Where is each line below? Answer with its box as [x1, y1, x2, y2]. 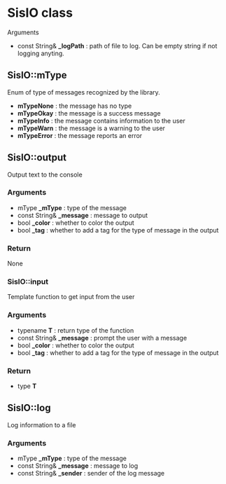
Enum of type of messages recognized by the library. [7, 88, 161, 96]
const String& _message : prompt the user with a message [17, 333, 188, 342]
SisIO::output [7, 152, 66, 164]
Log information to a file [7, 420, 76, 429]
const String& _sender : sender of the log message [17, 469, 165, 478]
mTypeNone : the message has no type [17, 102, 132, 110]
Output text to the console [7, 170, 83, 179]
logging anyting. [17, 49, 64, 57]
